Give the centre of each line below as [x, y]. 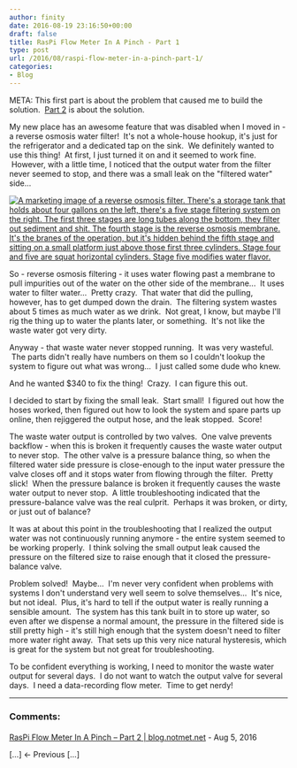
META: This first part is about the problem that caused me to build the [136, 100]
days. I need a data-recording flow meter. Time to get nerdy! [122, 685]
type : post [29, 50]
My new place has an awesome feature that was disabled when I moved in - [148, 127]
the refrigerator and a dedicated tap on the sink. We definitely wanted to [142, 145]
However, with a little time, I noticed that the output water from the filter [141, 164]
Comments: [35, 716]
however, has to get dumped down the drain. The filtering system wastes [143, 302]
